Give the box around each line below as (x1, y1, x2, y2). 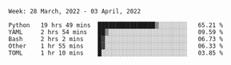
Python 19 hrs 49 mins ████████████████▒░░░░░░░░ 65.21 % (8, 21, 224, 29)
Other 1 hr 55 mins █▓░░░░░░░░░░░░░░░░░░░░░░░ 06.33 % (8, 42, 224, 50)
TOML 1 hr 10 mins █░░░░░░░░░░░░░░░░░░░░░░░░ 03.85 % (8, 49, 224, 57)
